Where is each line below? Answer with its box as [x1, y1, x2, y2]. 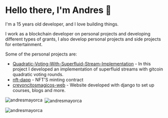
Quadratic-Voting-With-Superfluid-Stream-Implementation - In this [12, 60, 151, 66]
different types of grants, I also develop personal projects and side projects [5, 36, 161, 42]
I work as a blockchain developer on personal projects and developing [5, 30, 151, 36]
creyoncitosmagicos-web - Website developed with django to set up [12, 82, 154, 88]
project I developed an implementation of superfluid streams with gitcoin [12, 66, 163, 72]
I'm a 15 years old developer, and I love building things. [5, 21, 119, 27]
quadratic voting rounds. [12, 71, 64, 77]
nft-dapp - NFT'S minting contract [12, 76, 84, 82]
